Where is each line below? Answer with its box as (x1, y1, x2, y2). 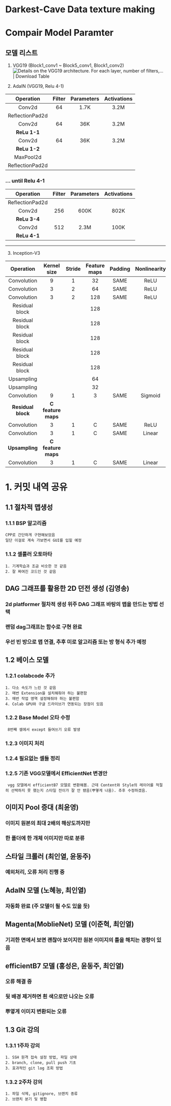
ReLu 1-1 (16, 129, 40, 136)
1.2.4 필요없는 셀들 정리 (5, 755, 60, 762)
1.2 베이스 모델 (5, 656, 49, 664)
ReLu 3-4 (16, 215, 40, 223)
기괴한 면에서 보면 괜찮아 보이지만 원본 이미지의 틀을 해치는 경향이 (5, 936, 156, 944)
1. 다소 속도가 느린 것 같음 (5, 685, 56, 690)
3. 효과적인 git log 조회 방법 (5, 1066, 63, 1071)
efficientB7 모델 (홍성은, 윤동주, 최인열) (5, 961, 124, 970)
